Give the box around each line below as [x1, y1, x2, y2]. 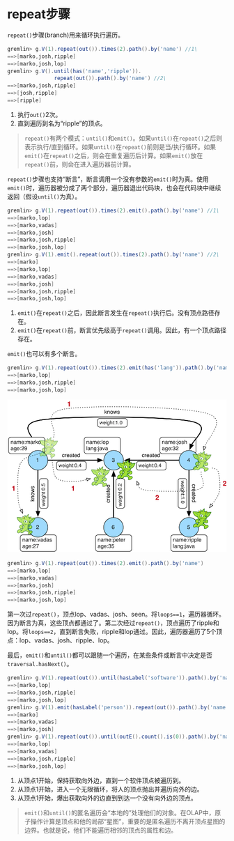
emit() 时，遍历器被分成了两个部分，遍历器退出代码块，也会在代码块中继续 [7, 183, 221, 192]
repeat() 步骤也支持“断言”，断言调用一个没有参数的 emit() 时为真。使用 [7, 175, 209, 183]
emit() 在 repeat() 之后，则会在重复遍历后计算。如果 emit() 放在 [24, 151, 203, 160]
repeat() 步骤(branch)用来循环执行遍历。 [7, 31, 124, 39]
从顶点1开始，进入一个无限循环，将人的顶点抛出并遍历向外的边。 [17, 785, 203, 793]
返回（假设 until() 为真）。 [7, 192, 81, 201]
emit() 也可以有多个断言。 [7, 350, 81, 358]
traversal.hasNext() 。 [7, 660, 73, 668]
